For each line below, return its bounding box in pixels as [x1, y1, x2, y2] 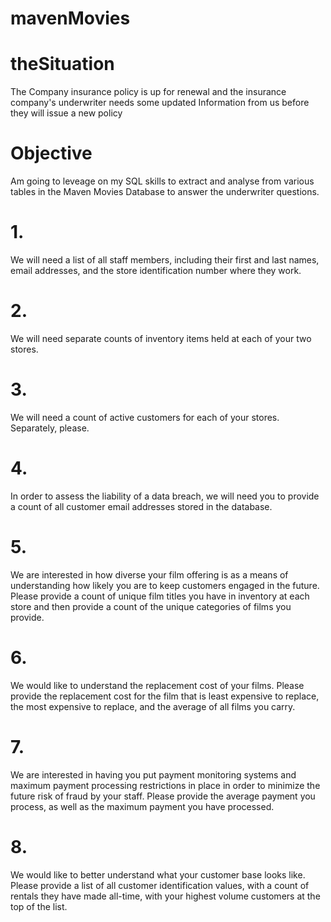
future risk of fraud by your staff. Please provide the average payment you [10, 790, 316, 802]
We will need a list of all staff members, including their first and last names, [10, 254, 320, 266]
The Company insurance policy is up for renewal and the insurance [10, 86, 287, 98]
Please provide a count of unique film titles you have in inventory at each [10, 590, 310, 602]
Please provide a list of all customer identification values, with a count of [10, 879, 310, 891]
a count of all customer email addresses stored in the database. [10, 500, 273, 512]
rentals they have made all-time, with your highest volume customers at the [10, 890, 321, 902]
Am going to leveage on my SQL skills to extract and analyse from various [10, 175, 315, 187]
